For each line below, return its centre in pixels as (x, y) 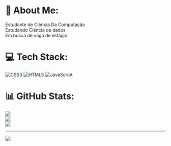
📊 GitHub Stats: (40, 96)
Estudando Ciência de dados (35, 30)
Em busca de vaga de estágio (36, 35)
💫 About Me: (32, 10)
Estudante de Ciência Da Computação (45, 25)
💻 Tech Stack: (37, 57)
